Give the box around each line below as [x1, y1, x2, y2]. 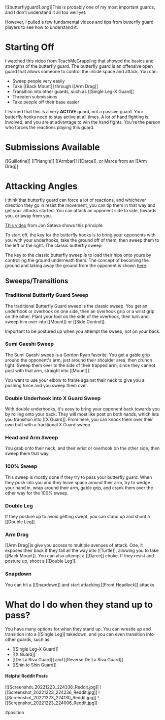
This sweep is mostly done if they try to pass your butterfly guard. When [5, 474, 152, 480]
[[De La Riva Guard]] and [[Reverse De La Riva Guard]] [12, 656, 123, 662]
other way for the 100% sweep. [5, 490, 69, 496]
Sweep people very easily [12, 78, 65, 84]
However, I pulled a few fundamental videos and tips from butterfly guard [5, 19, 154, 25]
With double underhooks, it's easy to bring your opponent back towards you [5, 406, 160, 412]
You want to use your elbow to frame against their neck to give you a [5, 377, 145, 383]
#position [5, 709, 25, 715]
